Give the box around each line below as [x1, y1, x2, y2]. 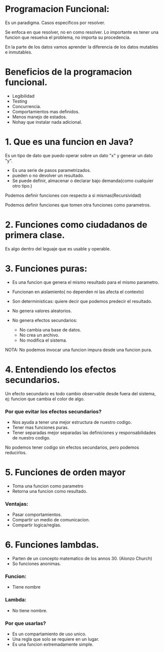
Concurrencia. [12, 103, 42, 109]
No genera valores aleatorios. [12, 308, 72, 314]
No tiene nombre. [12, 607, 47, 613]
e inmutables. [5, 49, 33, 55]
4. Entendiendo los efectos [5, 364, 117, 375]
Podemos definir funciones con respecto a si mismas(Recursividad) [5, 192, 141, 198]
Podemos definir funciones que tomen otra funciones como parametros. [5, 202, 151, 208]
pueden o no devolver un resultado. [12, 172, 85, 178]
